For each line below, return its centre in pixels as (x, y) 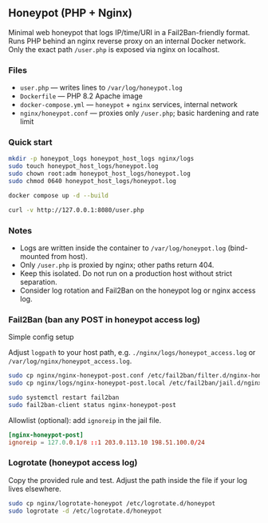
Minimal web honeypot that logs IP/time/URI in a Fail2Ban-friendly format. (129, 32)
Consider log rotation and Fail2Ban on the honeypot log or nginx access (138, 290)
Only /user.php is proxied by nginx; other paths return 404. (117, 265)
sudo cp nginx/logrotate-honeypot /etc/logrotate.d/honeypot (112, 503)
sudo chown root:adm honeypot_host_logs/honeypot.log (100, 174)
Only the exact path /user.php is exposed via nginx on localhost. (114, 49)
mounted (35, 256)
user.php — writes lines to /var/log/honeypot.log (101, 88)
